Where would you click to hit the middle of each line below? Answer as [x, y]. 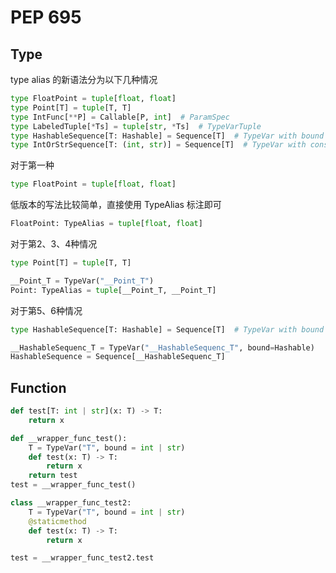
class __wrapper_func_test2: [71, 503]
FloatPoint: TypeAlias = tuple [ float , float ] [106, 224]
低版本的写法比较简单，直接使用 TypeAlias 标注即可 [116, 205]
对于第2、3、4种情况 [54, 244]
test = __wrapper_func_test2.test [82, 558]
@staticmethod [57, 521]
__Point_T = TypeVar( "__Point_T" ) [82, 281]
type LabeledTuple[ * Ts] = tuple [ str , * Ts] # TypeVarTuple [136, 126]
